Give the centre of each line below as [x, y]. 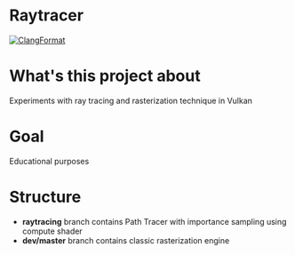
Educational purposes [49, 161]
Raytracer [47, 16]
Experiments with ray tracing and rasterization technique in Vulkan [131, 100]
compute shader [52, 231]
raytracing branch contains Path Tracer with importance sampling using [154, 221]
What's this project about [105, 76]
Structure [45, 197]
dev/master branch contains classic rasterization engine [126, 240]
